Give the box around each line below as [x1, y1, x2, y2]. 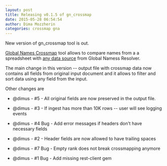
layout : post [5, 7, 33, 13]
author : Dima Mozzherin [5, 21, 56, 27]
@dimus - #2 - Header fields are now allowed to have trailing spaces [12, 136, 156, 142]
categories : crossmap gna [5, 26, 60, 31]
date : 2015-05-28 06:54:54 [5, 17, 62, 22]
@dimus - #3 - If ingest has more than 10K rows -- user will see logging [12, 105, 162, 111]
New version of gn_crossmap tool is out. [5, 40, 90, 46]
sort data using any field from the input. [5, 76, 88, 82]
